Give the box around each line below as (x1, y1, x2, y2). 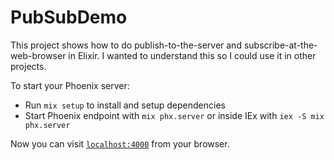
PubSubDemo (10, 6, 128, 29)
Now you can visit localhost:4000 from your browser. (10, 137, 230, 150)
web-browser (10, 49, 67, 61)
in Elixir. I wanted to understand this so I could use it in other (68, 49, 317, 61)
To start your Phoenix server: (10, 79, 130, 91)
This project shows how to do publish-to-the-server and (10, 39, 242, 51)
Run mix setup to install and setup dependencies (24, 99, 226, 111)
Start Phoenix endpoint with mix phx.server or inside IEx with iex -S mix (24, 109, 325, 121)
